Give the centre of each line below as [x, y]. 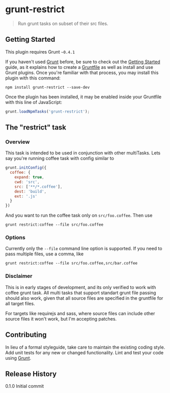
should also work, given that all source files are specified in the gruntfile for [84, 298]
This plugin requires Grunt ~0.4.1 [40, 51]
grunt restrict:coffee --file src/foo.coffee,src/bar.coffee [72, 264]
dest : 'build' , [31, 191]
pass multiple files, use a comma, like [45, 254]
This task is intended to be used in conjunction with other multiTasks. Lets [83, 153]
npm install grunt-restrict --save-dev [48, 87]
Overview [18, 142]
